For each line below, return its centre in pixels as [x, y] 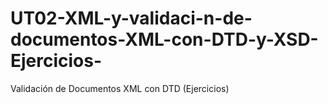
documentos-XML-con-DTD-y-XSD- [164, 39]
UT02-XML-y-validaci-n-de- [131, 18]
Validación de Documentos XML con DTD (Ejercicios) [120, 88]
